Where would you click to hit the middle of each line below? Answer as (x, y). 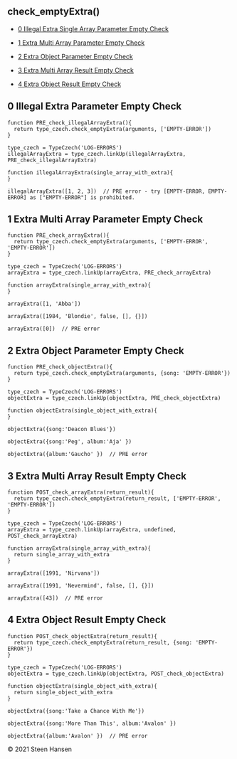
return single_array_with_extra (62, 555)
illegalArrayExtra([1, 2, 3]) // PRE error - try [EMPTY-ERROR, (106, 191)
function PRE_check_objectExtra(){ (60, 367)
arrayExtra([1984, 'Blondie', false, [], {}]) (78, 317)
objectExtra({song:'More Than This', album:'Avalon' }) (92, 723)
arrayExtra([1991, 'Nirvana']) (54, 573)
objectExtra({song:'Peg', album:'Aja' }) (70, 442)
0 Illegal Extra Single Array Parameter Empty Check (93, 28)
